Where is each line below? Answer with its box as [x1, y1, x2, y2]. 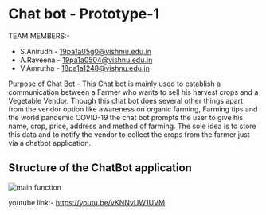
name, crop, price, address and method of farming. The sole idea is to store [8, 121, 256, 131]
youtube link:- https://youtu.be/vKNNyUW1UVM [8, 197, 166, 207]
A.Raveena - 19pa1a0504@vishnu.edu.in [19, 55, 153, 64]
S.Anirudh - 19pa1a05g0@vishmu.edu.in [19, 46, 152, 56]
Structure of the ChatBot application [8, 161, 193, 175]
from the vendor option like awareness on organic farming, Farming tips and [8, 104, 258, 114]
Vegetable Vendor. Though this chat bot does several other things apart [8, 96, 244, 105]
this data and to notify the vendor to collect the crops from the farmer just [8, 129, 250, 139]
